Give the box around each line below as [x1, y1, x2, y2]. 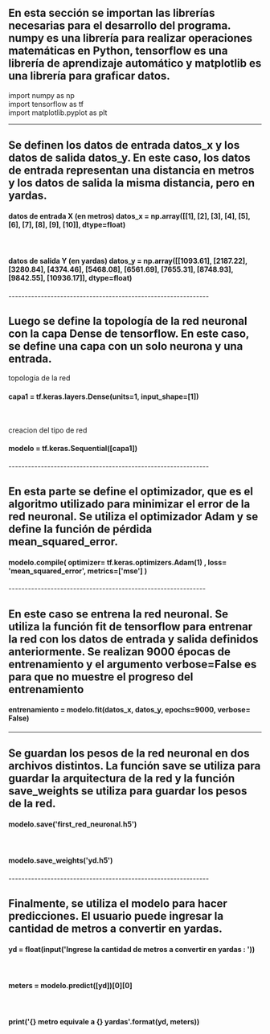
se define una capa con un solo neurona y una [8, 339, 243, 353]
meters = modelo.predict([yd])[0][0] [8, 981, 133, 990]
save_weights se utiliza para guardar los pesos [8, 784, 247, 798]
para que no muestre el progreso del [8, 670, 194, 683]
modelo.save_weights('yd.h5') [8, 856, 113, 865]
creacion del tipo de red [8, 425, 88, 435]
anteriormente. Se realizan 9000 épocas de [8, 645, 231, 659]
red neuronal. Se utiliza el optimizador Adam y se [8, 510, 259, 523]
